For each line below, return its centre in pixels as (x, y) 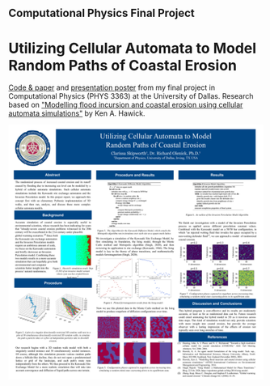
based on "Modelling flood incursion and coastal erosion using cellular (126, 105)
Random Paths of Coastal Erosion (122, 65)
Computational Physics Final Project (102, 13)
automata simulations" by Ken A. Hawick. (77, 113)
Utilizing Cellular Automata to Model (133, 48)
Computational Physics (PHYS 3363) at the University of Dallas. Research (131, 96)
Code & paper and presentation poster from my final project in (112, 87)
